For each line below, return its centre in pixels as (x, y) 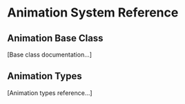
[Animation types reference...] (50, 93)
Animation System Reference (93, 13)
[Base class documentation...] (49, 54)
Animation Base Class (55, 38)
